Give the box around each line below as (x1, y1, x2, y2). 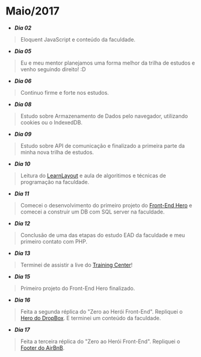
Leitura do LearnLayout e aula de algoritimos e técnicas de (20, 172, 166, 179)
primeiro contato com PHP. (20, 238, 88, 245)
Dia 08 (14, 101, 32, 108)
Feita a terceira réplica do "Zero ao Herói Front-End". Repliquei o (20, 338, 181, 345)
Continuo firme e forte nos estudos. (20, 89, 110, 96)
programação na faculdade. (20, 178, 90, 185)
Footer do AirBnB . (20, 344, 65, 351)
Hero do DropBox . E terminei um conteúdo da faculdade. (20, 314, 161, 321)
